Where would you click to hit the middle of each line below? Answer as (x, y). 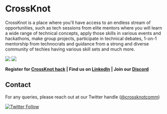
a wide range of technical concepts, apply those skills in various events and (83, 33)
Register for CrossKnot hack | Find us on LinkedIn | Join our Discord (77, 69)
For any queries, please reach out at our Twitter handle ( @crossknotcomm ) (82, 97)
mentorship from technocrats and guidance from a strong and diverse (77, 43)
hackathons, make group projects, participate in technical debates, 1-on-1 (81, 38)
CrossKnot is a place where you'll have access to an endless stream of (78, 22)
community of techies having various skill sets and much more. (70, 49)
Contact (18, 85)
